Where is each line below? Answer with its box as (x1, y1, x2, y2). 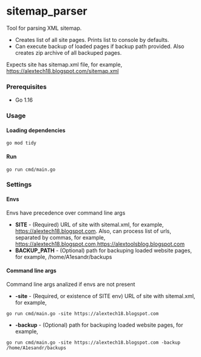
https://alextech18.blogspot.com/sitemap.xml (6, 67, 119, 74)
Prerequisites (6, 82, 47, 91)
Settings (6, 181, 32, 189)
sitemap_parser (6, 4, 88, 18)
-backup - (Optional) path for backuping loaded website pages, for (15, 321, 183, 328)
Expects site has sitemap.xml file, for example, (6, 61, 123, 68)
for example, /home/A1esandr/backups (15, 253, 112, 260)
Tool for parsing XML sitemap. (6, 24, 82, 32)
